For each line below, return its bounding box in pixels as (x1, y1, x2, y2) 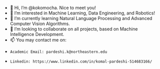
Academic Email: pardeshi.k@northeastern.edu (10, 49, 107, 54)
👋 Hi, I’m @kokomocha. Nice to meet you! (10, 5, 97, 10)
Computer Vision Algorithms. (10, 20, 70, 26)
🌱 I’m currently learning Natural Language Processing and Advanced (10, 15, 152, 21)
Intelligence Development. (10, 31, 64, 37)
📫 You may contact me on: (10, 37, 67, 42)
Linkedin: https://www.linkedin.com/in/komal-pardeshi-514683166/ (10, 59, 152, 64)
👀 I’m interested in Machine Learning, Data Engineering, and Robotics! (10, 10, 155, 16)
